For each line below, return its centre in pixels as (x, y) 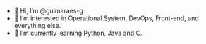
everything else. (37, 25)
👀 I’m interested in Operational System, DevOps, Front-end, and (106, 18)
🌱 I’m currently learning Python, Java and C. (78, 33)
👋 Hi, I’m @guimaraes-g (48, 11)
